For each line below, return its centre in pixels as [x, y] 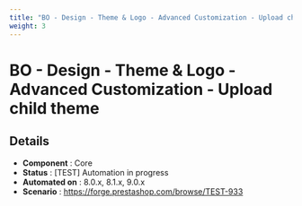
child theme [55, 108]
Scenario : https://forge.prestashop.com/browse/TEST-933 [133, 191]
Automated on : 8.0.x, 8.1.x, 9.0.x [84, 182]
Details [29, 141]
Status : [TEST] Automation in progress [95, 172]
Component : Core [57, 163]
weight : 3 [28, 26]
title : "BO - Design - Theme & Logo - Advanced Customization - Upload [146, 17]
